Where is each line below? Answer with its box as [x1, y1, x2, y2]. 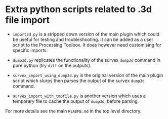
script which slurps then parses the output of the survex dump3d [12, 77, 145, 84]
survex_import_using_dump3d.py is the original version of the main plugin [12, 72, 163, 78]
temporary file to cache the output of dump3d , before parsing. [12, 98, 139, 104]
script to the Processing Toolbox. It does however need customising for [12, 42, 162, 48]
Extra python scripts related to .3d [5, 4, 152, 15]
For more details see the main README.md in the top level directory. [5, 108, 142, 114]
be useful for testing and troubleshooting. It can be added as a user [12, 36, 153, 43]
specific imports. [12, 47, 48, 53]
